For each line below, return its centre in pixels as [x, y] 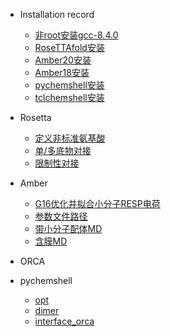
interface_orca [64, 321]
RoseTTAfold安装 [69, 47]
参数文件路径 [61, 216]
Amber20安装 [63, 60]
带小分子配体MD [68, 228]
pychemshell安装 [69, 85]
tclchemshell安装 [69, 97]
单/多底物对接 [63, 150]
